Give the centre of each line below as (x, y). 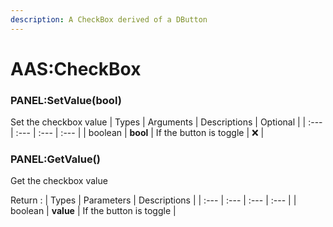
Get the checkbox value (59, 181)
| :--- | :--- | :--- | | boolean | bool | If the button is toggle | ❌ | (137, 133)
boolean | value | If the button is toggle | (93, 211)
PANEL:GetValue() (55, 159)
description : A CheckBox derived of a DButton (109, 19)
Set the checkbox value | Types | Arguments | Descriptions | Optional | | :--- (166, 122)
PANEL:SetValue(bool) (66, 100)
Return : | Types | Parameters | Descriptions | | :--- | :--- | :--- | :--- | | (153, 200)
